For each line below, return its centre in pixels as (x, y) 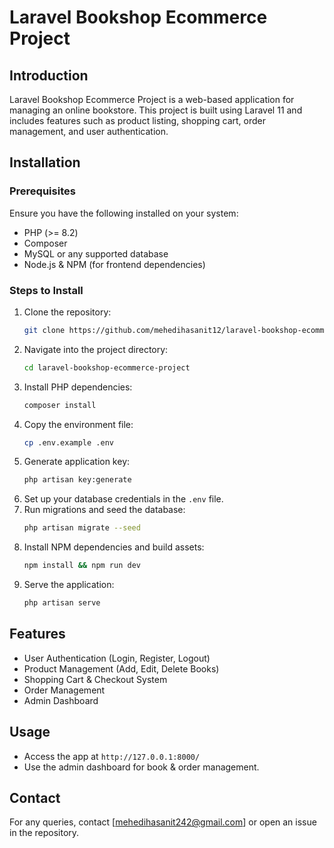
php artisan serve (62, 603)
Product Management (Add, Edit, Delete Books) (121, 668)
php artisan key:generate (77, 480)
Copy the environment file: (78, 424)
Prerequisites (42, 191)
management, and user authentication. (89, 131)
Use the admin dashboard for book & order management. (141, 767)
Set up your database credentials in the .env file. (123, 499)
